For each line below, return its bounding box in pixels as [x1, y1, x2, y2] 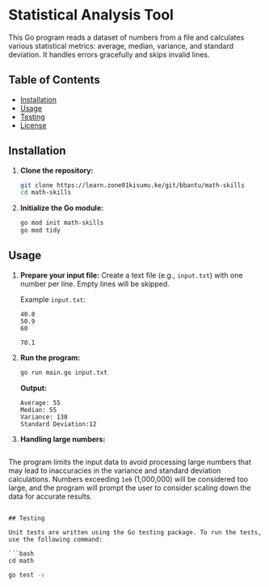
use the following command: [8, 535, 103, 543]
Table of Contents [8, 73, 101, 87]
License [19, 120, 47, 130]
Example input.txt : [19, 294, 86, 304]
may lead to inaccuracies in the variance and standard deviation [8, 466, 221, 475]
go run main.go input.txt [19, 368, 107, 376]
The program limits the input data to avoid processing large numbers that [8, 457, 252, 466]
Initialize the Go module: [19, 203, 103, 213]
